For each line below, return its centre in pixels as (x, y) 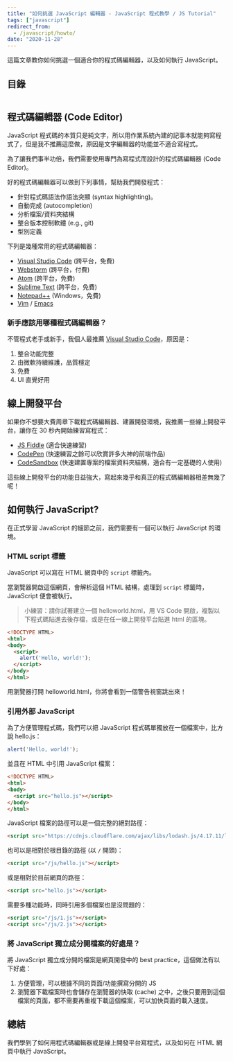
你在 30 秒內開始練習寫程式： (67, 430)
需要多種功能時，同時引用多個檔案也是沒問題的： (77, 905)
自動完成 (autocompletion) (55, 205)
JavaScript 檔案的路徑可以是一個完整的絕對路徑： (78, 823)
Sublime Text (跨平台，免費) (57, 287)
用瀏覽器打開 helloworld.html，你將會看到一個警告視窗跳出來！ (97, 691)
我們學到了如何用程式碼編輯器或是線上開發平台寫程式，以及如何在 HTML (111, 1042)
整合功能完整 (35, 354)
